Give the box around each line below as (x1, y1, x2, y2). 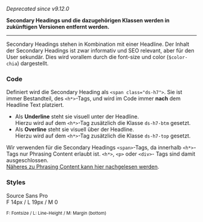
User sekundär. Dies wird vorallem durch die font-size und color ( (6, 54, 169, 60)
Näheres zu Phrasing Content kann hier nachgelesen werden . (6, 163, 159, 171)
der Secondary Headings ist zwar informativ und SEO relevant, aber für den (6, 47, 195, 54)
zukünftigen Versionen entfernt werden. (6, 24, 110, 30)
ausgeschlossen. (6, 157, 48, 164)
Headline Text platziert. (6, 101, 65, 109)
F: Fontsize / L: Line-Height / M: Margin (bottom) (6, 210, 107, 216)
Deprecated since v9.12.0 (6, 5, 69, 12)
